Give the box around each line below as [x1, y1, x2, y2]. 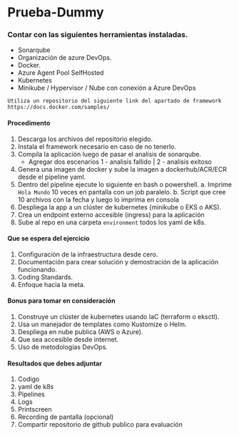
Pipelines [17, 390, 45, 399]
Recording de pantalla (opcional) [17, 412, 114, 421]
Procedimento [7, 119, 51, 128]
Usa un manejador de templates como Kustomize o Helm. [17, 320, 187, 328]
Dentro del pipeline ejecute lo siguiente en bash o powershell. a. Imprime [17, 180, 232, 189]
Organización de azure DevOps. [17, 53, 112, 62]
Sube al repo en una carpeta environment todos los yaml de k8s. [17, 218, 207, 227]
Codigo [17, 375, 40, 383]
